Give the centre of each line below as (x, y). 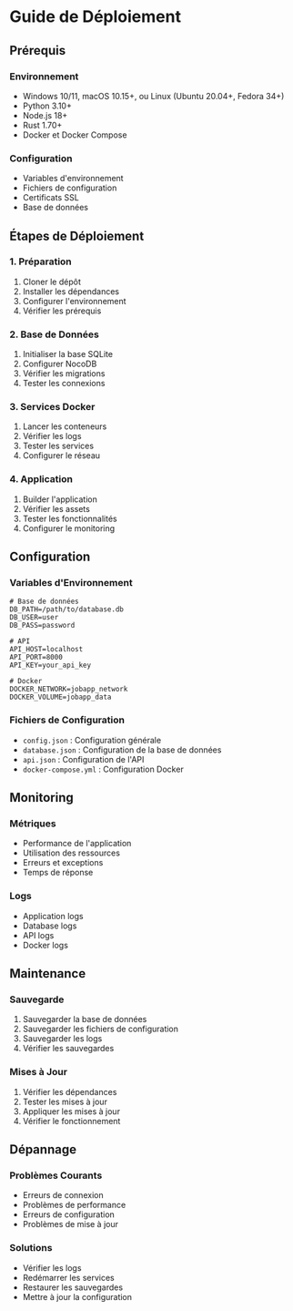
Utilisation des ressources (71, 853)
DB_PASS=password (42, 626)
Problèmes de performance (74, 1205)
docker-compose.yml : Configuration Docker (103, 769)
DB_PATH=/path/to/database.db (67, 609)
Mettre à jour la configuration (77, 1296)
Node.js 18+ (45, 115)
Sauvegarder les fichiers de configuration (101, 1029)
